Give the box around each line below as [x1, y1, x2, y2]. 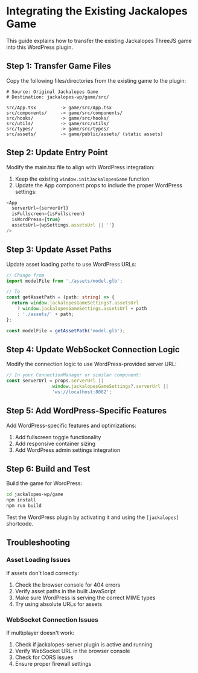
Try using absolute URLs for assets [14, 600, 103, 608]
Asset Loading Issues [6, 556, 71, 564]
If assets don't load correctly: [6, 569, 80, 576]
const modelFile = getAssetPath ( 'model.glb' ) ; [6, 327, 126, 333]
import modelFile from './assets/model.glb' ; [6, 278, 123, 284]
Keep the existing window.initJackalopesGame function [14, 175, 150, 182]
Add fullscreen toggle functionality [14, 433, 101, 440]
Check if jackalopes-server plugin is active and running [14, 641, 153, 648]
